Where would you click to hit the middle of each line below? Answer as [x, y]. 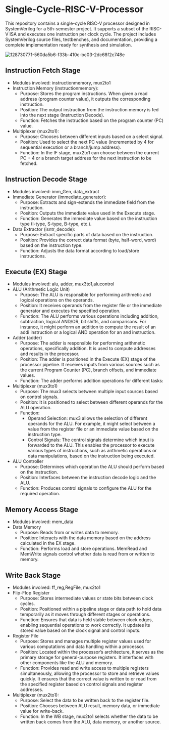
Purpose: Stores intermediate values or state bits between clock [87, 598]
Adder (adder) [27, 338]
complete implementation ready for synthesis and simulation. [69, 45]
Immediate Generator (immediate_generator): [60, 197]
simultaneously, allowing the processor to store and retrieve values [90, 673]
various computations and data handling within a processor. [82, 647]
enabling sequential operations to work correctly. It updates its [85, 625]
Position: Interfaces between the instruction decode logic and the [88, 478]
